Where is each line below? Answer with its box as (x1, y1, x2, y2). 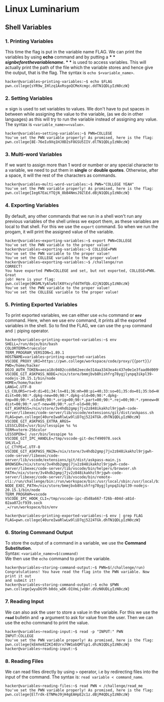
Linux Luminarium (5, 3, 80, 15)
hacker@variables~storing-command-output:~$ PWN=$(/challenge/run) (5, 565, 145, 570)
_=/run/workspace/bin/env (5, 505, 58, 510)
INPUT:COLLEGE (5, 633, 34, 638)
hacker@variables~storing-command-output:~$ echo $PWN (5, 582, 119, 587)
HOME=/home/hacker (5, 380, 42, 386)
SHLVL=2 (5, 441, 21, 445)
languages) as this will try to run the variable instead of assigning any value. (5, 116, 158, 122)
